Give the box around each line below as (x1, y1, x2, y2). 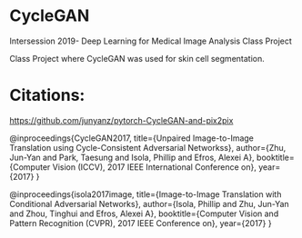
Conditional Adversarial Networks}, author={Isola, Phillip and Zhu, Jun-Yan (9, 198, 289, 209)
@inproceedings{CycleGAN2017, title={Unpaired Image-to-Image (9, 133, 255, 144)
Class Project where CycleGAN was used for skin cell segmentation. (9, 53, 266, 64)
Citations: (9, 85, 86, 105)
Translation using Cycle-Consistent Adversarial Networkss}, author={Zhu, (9, 142, 287, 153)
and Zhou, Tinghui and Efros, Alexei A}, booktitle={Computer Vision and (9, 208, 279, 219)
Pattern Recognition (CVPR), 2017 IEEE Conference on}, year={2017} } (9, 217, 272, 228)
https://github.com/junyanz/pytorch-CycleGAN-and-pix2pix (9, 114, 234, 125)
